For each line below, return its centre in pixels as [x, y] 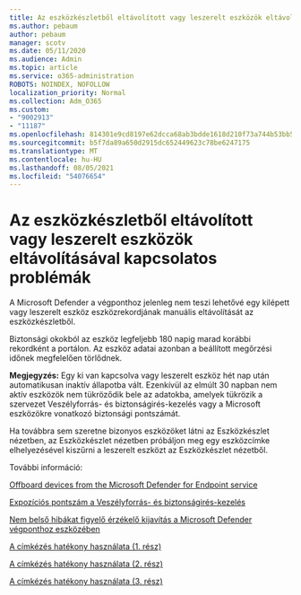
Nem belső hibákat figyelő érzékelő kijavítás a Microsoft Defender [131, 520]
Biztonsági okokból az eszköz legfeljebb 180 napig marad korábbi [130, 339]
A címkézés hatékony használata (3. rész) [86, 582]
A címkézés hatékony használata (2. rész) [86, 564]
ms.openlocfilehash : [48, 135]
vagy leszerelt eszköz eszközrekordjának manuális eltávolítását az [132, 312]
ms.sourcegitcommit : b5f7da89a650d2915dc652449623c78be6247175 [130, 143]
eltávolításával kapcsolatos [113, 259]
